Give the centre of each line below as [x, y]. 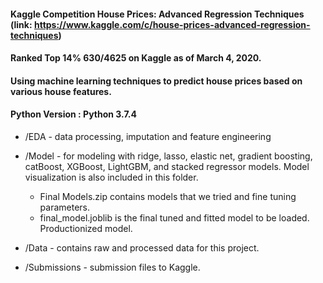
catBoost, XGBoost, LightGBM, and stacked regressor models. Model [167, 166]
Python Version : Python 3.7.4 [73, 114]
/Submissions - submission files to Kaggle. [112, 267]
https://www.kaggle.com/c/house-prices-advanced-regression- [172, 24]
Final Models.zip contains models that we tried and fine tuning [168, 196]
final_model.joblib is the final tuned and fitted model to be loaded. [174, 217]
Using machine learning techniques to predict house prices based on [156, 81]
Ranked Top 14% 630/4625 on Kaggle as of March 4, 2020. [136, 58]
